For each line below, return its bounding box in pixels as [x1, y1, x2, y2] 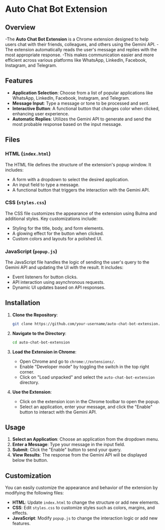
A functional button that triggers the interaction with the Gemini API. [12, 187, 150, 193]
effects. [12, 510, 28, 516]
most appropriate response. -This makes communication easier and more [5, 52, 154, 58]
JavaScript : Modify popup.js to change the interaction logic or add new [12, 515, 158, 521]
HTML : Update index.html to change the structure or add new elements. [12, 499, 160, 505]
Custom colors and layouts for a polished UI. [12, 235, 102, 241]
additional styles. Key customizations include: [5, 216, 98, 222]
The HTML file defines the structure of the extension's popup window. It [5, 161, 152, 167]
